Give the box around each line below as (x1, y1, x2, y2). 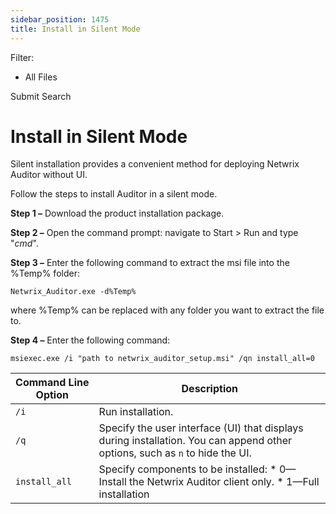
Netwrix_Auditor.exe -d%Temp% (10, 287, 137, 297)
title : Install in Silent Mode (10, 24, 141, 34)
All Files (24, 71, 58, 83)
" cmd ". (10, 237, 39, 250)
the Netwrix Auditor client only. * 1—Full (129, 475, 320, 489)
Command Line (15, 376, 90, 390)
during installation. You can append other (98, 434, 293, 448)
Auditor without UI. (10, 169, 88, 181)
